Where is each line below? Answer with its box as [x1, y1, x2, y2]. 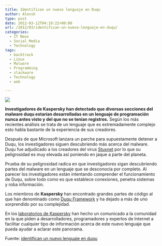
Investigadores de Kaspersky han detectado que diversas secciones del [5, 106, 153, 112]
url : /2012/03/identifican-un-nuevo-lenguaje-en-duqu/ [5, 25, 118, 30]
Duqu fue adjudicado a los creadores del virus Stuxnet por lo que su [5, 146, 141, 152]
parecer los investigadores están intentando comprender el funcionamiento [5, 171, 155, 177]
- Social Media [9, 39, 40, 44]
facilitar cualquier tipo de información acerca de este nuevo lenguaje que [5, 221, 151, 227]
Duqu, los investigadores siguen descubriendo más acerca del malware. [5, 141, 149, 147]
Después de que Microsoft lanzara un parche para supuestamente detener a [5, 136, 158, 142]
